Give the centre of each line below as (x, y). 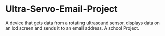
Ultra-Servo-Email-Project (61, 9)
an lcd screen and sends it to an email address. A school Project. (72, 28)
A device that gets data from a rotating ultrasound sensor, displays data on (82, 23)
